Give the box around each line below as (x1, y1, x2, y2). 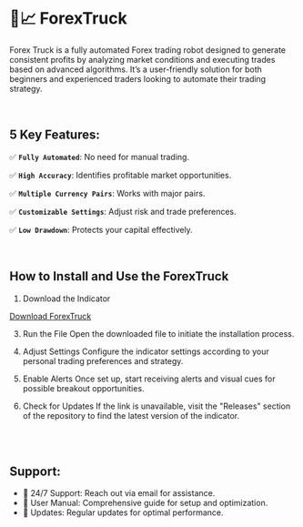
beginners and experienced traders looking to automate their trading (9, 73, 267, 84)
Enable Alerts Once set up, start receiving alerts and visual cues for (22, 373, 276, 384)
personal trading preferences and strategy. (22, 355, 184, 366)
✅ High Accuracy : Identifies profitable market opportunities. (9, 169, 232, 180)
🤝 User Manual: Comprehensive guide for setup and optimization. (22, 498, 268, 509)
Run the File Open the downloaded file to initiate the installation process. (22, 328, 295, 339)
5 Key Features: (9, 127, 100, 143)
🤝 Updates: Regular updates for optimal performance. (22, 507, 225, 518)
